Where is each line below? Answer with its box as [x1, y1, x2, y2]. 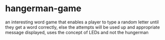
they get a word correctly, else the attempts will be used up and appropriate [5, 24, 160, 30]
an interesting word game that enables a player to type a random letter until [5, 19, 159, 25]
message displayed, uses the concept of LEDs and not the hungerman [5, 29, 149, 35]
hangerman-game [5, 3, 82, 14]
